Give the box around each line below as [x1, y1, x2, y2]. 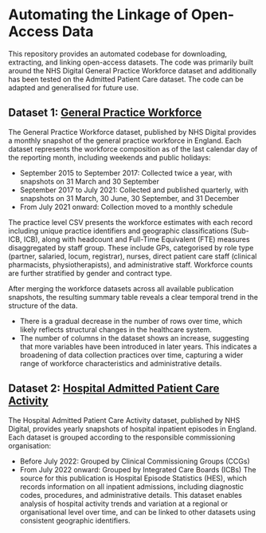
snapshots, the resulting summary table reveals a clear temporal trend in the [8, 292, 259, 302]
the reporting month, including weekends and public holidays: [8, 152, 211, 162]
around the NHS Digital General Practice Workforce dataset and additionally [8, 65, 257, 75]
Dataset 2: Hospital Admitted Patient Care [8, 381, 220, 396]
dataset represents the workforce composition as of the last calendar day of [8, 144, 258, 153]
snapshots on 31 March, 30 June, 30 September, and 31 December [19, 193, 240, 203]
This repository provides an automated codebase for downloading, [8, 49, 228, 58]
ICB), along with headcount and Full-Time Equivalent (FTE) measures [23, 234, 250, 244]
